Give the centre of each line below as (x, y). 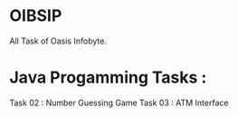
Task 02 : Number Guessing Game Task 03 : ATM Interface (119, 102)
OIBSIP (36, 16)
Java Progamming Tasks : (108, 78)
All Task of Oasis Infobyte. (58, 41)
